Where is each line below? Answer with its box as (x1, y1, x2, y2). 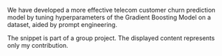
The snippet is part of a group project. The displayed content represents (7, 34, 215, 42)
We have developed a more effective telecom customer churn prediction (7, 6, 216, 14)
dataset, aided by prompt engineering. (7, 21, 117, 28)
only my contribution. (7, 41, 68, 49)
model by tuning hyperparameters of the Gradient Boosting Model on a (7, 13, 212, 21)
